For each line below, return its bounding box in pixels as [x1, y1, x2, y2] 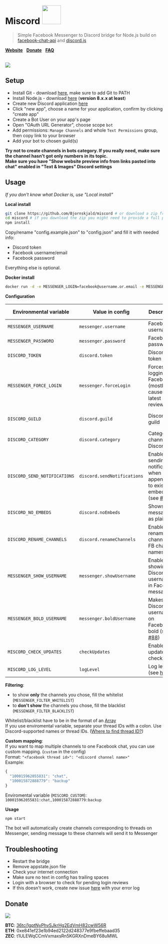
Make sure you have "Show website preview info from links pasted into [5, 158, 156, 164]
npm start [5, 816, 26, 821]
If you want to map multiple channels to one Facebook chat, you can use [5, 744, 155, 750]
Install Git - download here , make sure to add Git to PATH [12, 89, 130, 95]
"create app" [12, 111, 39, 117]
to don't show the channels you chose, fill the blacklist [12, 702, 125, 708]
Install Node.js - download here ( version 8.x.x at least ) [12, 95, 126, 101]
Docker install [5, 274, 35, 281]
